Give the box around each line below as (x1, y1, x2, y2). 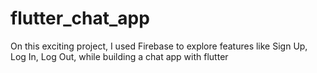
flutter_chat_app (10, 7, 150, 30)
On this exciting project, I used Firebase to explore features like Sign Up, (10, 40, 308, 52)
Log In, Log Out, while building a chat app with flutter (10, 50, 229, 62)
